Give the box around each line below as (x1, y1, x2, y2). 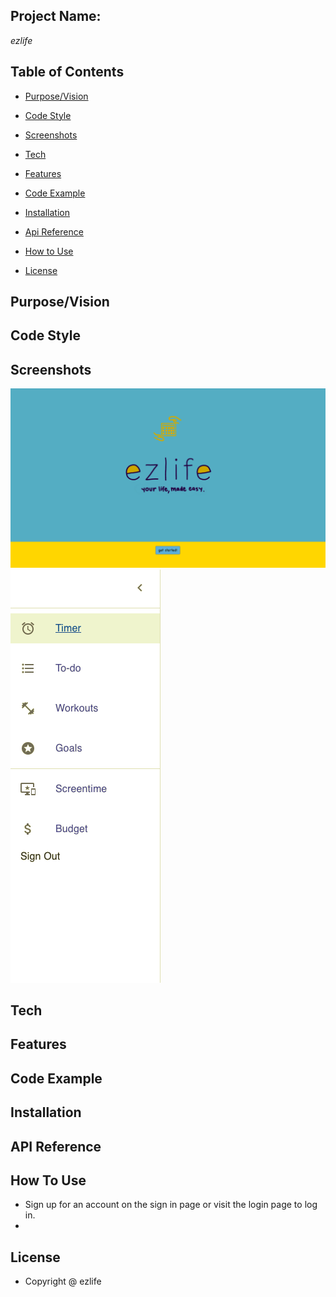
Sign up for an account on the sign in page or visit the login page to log (24, 1199, 318, 1211)
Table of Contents (10, 64, 125, 81)
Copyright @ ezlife (24, 1275, 102, 1288)
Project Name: (10, 8, 102, 25)
